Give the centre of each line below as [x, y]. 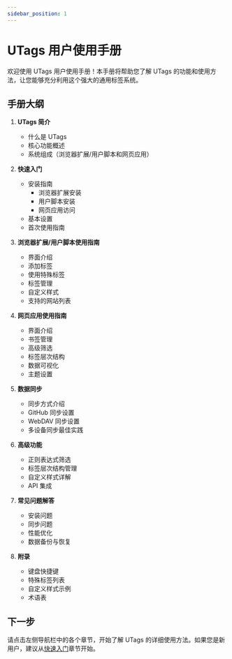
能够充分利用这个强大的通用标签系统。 [86, 80]
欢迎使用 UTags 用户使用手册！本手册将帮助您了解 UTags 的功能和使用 [109, 71]
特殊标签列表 [46, 580]
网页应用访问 [57, 210]
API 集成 [40, 486]
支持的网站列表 [49, 301]
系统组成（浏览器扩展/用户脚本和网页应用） [90, 154]
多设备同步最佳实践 [56, 430]
